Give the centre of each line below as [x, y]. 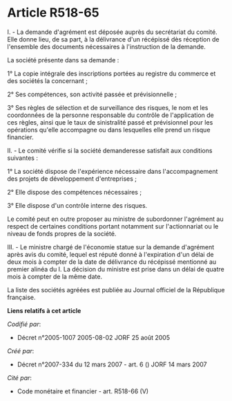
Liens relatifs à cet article [44, 310]
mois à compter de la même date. [55, 276]
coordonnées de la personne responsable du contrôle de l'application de [110, 115]
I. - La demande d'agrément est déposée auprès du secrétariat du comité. [112, 32]
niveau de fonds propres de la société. [62, 233]
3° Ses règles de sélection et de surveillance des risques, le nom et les [108, 107]
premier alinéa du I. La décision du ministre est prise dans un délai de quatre [116, 269]
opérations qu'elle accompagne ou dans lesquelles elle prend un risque [109, 130]
